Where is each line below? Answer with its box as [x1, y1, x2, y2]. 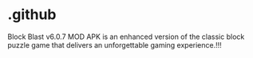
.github [7, 6, 57, 24]
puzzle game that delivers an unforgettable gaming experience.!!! [7, 40, 223, 49]
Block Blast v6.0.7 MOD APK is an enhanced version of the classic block [7, 32, 245, 41]
